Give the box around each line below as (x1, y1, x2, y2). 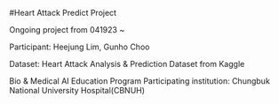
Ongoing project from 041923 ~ (9, 25, 125, 34)
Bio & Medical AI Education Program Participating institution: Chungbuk (9, 76, 271, 86)
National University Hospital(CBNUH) (9, 85, 145, 95)
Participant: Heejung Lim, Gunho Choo (9, 41, 150, 52)
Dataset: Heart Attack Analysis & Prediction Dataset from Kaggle (9, 59, 245, 69)
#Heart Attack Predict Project (9, 8, 117, 18)
